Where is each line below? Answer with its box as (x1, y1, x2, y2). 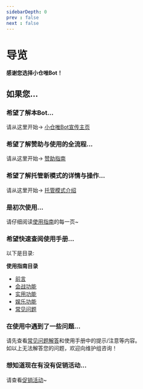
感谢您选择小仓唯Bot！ (6, 69, 63, 76)
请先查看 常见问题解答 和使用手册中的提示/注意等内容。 (6, 337, 141, 344)
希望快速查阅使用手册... (6, 234, 74, 243)
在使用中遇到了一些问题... (6, 322, 81, 331)
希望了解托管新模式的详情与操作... (6, 171, 106, 180)
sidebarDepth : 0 (6, 8, 47, 15)
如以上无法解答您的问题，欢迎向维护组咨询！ (6, 345, 118, 352)
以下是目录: (6, 250, 35, 257)
